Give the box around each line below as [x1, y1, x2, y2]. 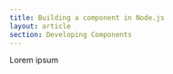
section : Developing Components [9, 30, 132, 39]
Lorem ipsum [9, 55, 59, 66]
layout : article [9, 22, 71, 31]
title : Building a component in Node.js [9, 13, 166, 23]
